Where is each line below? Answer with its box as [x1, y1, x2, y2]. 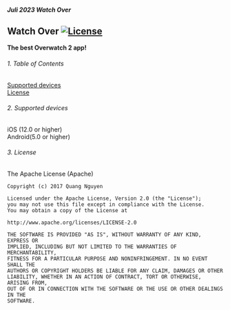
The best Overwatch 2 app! [7, 43, 87, 52]
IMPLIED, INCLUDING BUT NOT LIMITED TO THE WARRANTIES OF [7, 243, 177, 251]
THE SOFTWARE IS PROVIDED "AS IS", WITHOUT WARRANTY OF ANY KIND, [7, 231, 202, 238]
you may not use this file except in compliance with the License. [7, 201, 205, 208]
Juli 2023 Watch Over [7, 6, 72, 14]
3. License [7, 148, 36, 156]
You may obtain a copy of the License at [7, 207, 128, 214]
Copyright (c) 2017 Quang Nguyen [7, 183, 103, 190]
